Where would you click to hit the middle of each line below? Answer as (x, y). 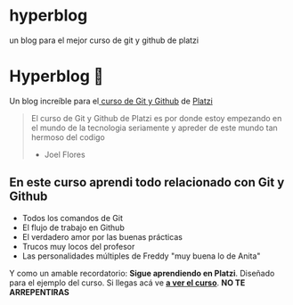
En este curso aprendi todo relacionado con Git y (147, 182)
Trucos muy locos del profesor (78, 246)
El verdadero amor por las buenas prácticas (102, 236)
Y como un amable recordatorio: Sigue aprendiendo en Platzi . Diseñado (142, 273)
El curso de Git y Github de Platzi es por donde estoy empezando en (156, 118)
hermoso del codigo (68, 137)
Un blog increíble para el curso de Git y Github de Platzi (111, 101)
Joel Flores (65, 154)
